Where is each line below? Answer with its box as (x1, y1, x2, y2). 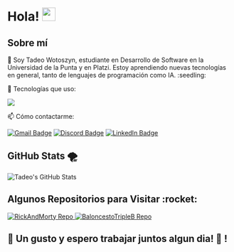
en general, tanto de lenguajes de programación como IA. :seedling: (7, 71, 206, 79)
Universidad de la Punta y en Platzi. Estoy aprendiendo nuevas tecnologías (7, 63, 226, 71)
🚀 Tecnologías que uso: (7, 85, 76, 93)
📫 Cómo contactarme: (7, 112, 75, 120)
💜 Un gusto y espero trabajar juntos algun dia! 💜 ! (7, 233, 228, 245)
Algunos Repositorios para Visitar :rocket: (7, 193, 198, 206)
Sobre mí (7, 36, 48, 49)
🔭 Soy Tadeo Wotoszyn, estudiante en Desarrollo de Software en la (7, 56, 204, 64)
